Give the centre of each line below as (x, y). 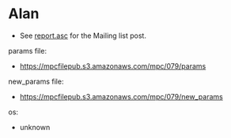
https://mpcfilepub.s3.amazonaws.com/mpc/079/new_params (121, 96)
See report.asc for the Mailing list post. (83, 35)
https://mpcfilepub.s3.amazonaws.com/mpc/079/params (113, 66)
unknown (35, 127)
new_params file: (36, 81)
